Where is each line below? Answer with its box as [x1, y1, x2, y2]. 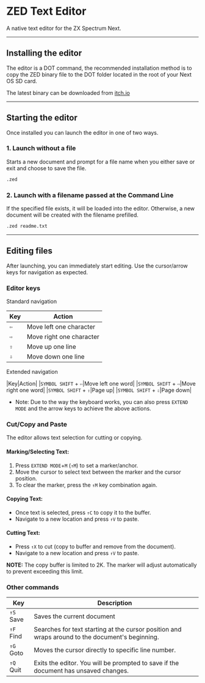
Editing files [6, 246, 53, 256]
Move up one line [26, 343, 76, 351]
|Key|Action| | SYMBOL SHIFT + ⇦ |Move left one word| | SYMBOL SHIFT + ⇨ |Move [6, 380, 196, 387]
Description [97, 599, 132, 607]
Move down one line [26, 353, 85, 361]
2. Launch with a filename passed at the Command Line [6, 191, 174, 200]
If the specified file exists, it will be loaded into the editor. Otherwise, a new [6, 205, 195, 212]
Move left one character [26, 323, 96, 331]
